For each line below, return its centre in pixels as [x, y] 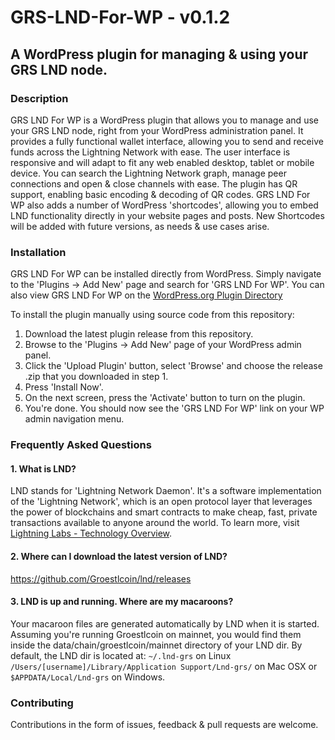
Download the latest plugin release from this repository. [139, 334]
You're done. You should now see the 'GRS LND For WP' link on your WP [174, 408]
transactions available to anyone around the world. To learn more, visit [155, 523]
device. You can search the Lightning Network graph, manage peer [148, 173]
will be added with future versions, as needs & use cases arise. [140, 226]
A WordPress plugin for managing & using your [159, 54]
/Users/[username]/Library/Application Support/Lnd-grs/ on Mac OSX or [164, 666]
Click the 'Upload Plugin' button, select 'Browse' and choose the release [173, 366]
